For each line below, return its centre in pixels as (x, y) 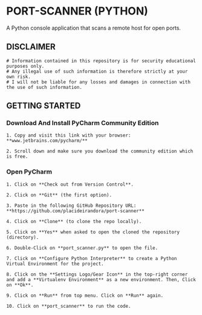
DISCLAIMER (31, 47)
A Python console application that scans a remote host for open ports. (94, 28)
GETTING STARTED (44, 106)
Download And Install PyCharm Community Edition (83, 123)
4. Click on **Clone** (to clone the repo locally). (74, 221)
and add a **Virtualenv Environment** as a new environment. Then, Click (101, 279)
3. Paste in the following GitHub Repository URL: (71, 206)
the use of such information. (44, 87)
